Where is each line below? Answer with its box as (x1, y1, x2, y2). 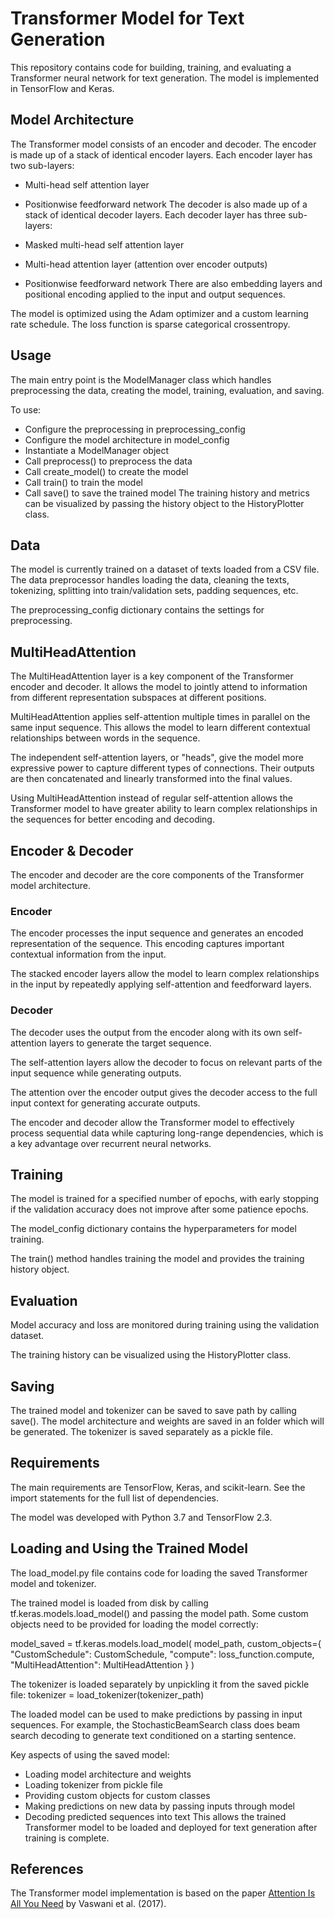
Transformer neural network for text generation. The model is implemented (10, 72, 319, 84)
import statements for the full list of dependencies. (10, 1492, 220, 1504)
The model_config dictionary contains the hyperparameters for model (10, 1223, 297, 1235)
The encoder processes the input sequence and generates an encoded (10, 927, 304, 939)
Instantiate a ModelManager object (24, 444, 170, 456)
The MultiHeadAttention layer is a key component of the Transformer (10, 670, 294, 682)
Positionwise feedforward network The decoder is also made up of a (24, 198, 308, 210)
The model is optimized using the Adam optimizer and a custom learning (10, 307, 309, 319)
